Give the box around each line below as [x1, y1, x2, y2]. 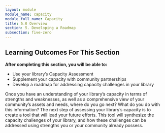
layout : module [5, 7, 36, 12]
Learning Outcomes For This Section [5, 48, 120, 57]
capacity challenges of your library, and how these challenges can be [5, 117, 146, 123]
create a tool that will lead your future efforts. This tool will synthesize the [5, 112, 154, 118]
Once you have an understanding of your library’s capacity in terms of [5, 91, 147, 97]
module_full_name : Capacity [5, 16, 63, 21]
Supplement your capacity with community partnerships [12, 76, 127, 82]
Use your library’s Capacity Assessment [12, 71, 94, 77]
